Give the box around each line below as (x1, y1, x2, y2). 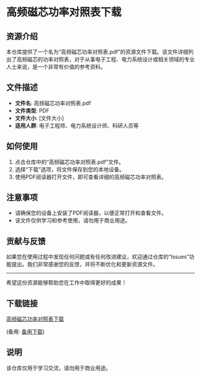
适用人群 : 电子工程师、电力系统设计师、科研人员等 (14, 122, 139, 129)
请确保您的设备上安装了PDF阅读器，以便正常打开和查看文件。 (14, 209, 167, 216)
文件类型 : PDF (14, 107, 50, 114)
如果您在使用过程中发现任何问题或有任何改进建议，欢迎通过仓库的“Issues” (6, 253, 190, 261)
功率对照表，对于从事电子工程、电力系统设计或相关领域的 (42, 56, 184, 63)
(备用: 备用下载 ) (6, 328, 45, 336)
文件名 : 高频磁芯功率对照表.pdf (14, 99, 92, 107)
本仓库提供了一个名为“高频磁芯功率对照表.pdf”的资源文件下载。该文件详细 (6, 49, 188, 55)
